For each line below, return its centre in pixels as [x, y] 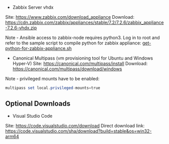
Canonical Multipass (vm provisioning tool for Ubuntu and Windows [83, 58]
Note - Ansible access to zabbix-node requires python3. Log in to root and [82, 38]
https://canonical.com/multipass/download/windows [67, 69]
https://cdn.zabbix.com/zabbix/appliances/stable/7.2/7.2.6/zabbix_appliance [84, 22]
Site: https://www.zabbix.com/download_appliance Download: [70, 17]
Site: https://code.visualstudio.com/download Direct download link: [75, 125]
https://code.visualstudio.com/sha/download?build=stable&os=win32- [79, 131]
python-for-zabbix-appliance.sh [39, 48]
